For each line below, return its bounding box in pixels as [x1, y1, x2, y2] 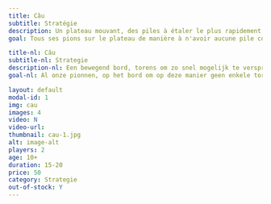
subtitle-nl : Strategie [8, 56, 89, 65]
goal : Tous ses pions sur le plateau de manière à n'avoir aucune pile [8, 34, 254, 43]
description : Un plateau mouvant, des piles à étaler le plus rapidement [8, 27, 262, 35]
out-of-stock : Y [8, 183, 63, 192]
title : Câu [8, 11, 45, 20]
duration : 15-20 [8, 160, 63, 169]
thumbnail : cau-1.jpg [8, 131, 81, 139]
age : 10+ [8, 153, 38, 161]
